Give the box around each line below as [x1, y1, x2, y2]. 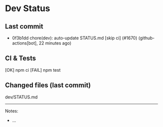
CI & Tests [5, 54, 36, 63]
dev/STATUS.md [5, 94, 38, 100]
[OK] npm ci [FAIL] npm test [5, 67, 61, 73]
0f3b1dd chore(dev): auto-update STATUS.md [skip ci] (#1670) [12, 35, 137, 41]
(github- [138, 35, 155, 41]
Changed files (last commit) [5, 81, 91, 90]
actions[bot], [12, 40, 38, 46]
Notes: [5, 108, 18, 114]
